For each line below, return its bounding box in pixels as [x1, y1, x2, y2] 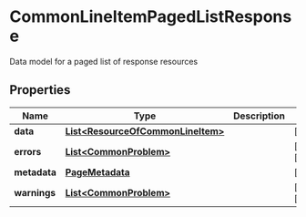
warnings [14, 186, 56, 199]
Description [233, 109, 285, 122]
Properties [9, 82, 71, 98]
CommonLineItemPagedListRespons [9, 6, 292, 27]
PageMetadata [65, 166, 130, 179]
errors [14, 145, 42, 158]
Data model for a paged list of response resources [9, 56, 199, 67]
